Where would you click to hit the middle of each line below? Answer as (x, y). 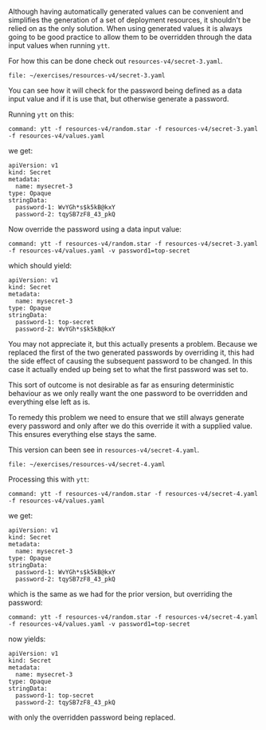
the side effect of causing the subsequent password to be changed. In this (130, 361)
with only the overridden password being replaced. (92, 717)
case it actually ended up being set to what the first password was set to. (128, 369)
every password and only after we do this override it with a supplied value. (131, 426)
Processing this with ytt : (49, 479)
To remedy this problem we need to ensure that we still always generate (126, 417)
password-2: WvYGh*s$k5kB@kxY (65, 329)
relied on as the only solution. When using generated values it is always (125, 28)
